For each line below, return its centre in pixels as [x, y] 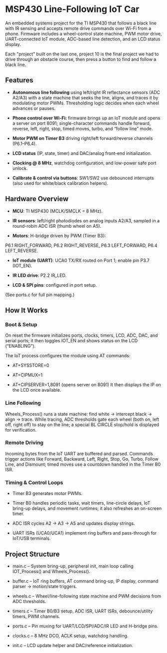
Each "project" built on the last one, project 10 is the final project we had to [82, 54]
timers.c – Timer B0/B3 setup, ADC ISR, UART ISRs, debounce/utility [83, 611]
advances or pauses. [34, 108]
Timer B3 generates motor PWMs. [47, 494]
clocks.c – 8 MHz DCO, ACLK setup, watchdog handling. [70, 636]
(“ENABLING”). [20, 346]
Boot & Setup [21, 324]
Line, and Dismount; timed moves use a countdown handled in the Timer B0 [83, 464]
